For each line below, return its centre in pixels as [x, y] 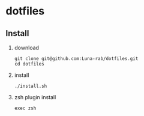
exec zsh [25, 108]
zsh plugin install [35, 97]
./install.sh [31, 86]
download [27, 47]
